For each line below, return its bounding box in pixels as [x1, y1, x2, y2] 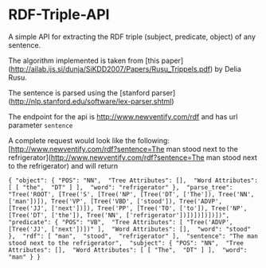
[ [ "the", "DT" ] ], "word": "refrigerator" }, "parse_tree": [8, 183, 233, 192]
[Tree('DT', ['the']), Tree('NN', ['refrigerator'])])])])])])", [8, 211, 229, 219]
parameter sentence [8, 120, 73, 130]
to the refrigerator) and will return [8, 161, 118, 170]
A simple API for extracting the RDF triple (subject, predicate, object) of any [8, 32, 256, 41]
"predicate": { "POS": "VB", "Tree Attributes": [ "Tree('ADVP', [8, 218, 233, 226]
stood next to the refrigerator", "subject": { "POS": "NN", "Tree [8, 239, 244, 247]
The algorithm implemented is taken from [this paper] [8, 56, 184, 65]
